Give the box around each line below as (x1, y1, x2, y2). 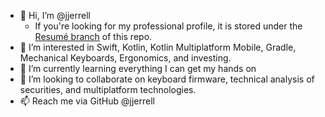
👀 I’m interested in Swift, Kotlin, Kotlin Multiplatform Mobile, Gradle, (19, 41, 297, 53)
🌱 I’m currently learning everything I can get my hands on (19, 63, 257, 74)
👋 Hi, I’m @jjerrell (19, 10, 91, 21)
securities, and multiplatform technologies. (19, 84, 197, 95)
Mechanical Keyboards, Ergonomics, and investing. (19, 52, 232, 64)
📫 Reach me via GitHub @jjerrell (19, 95, 155, 107)
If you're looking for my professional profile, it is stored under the (34, 20, 303, 32)
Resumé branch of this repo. (34, 31, 153, 42)
